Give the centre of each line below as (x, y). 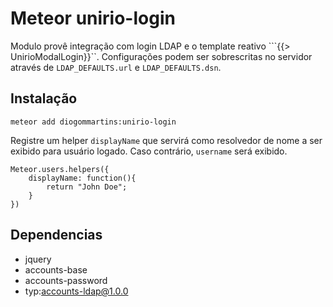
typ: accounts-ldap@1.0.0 (76, 291)
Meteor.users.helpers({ (60, 169)
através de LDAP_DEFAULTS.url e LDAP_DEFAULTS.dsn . (116, 67)
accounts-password (66, 280)
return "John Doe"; (87, 187)
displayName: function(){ (82, 178)
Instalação (44, 98)
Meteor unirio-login (93, 18)
